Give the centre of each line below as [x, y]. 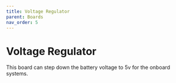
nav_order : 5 [22, 22]
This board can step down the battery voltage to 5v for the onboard [88, 67]
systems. [17, 74]
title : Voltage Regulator [38, 11]
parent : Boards [25, 17]
